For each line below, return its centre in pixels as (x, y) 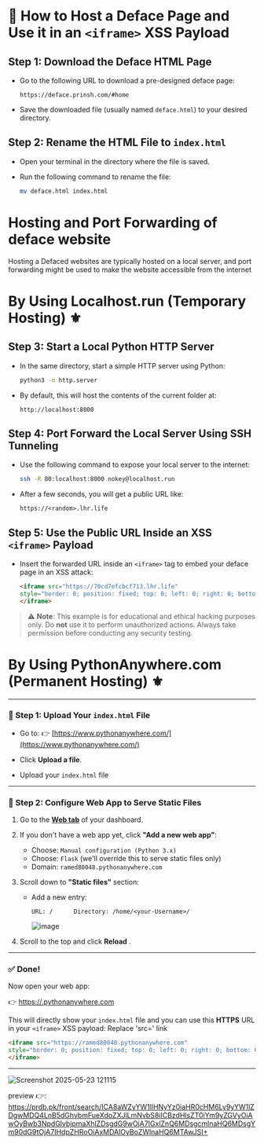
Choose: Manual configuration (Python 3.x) (104, 850)
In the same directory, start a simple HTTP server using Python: (122, 365)
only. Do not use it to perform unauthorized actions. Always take (132, 625)
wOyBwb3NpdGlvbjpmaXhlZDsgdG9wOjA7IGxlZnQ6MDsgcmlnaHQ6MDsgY (132, 1124)
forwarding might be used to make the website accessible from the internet (130, 269)
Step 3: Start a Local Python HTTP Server (111, 347)
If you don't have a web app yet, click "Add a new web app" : (118, 835)
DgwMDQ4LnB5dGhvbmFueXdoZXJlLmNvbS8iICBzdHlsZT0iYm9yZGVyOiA (130, 1116)
